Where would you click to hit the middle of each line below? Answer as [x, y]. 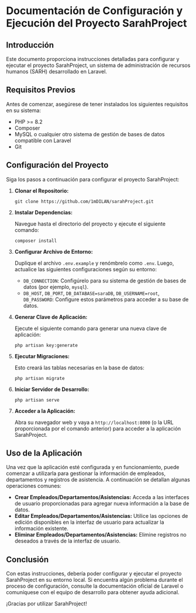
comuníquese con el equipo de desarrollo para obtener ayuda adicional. [93, 592]
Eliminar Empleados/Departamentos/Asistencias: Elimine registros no [100, 535]
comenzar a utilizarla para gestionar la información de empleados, [86, 473]
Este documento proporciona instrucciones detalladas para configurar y [93, 59]
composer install [36, 241]
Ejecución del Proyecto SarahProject [97, 23]
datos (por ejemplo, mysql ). [56, 287]
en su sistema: [23, 110]
